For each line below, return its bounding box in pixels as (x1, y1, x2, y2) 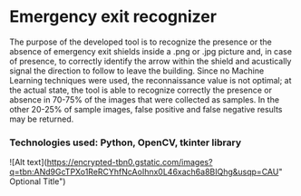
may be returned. (9, 113, 74, 124)
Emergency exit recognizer (9, 6, 218, 27)
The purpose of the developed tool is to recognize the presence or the (9, 36, 272, 47)
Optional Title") (9, 176, 66, 187)
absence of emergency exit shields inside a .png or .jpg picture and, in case (9, 45, 293, 56)
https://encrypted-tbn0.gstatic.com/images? (46, 157, 213, 168)
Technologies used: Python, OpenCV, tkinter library (9, 136, 242, 149)
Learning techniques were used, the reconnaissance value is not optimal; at (9, 74, 292, 85)
